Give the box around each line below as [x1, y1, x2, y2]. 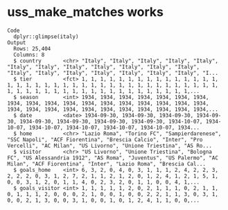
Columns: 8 [13, 51, 45, 58]
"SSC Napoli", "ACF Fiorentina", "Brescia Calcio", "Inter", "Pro [7, 136, 203, 143]
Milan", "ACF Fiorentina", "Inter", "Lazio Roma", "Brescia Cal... [7, 160, 207, 167]
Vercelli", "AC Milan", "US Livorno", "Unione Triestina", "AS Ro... [7, 142, 213, 149]
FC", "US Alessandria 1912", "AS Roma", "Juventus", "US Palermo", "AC [7, 154, 218, 161]
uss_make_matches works [7, 4, 164, 20]
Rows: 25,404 [13, 45, 51, 52]
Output [7, 39, 26, 46]
